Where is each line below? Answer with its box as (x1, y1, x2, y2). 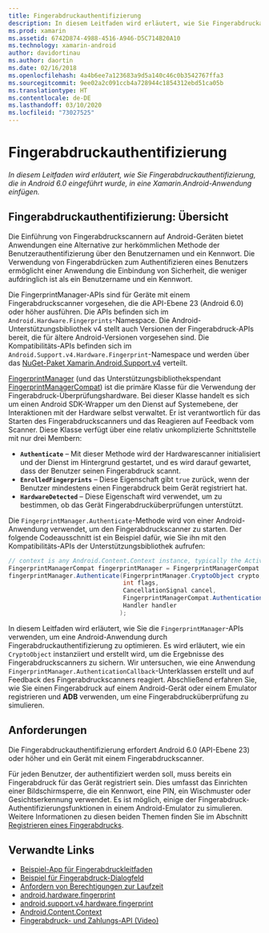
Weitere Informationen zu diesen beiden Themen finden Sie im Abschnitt (8, 812, 248, 821)
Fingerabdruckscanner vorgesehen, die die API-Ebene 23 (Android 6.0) (8, 298, 244, 308)
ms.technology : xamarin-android (8, 42, 116, 50)
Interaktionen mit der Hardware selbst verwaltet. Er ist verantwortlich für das (8, 407, 261, 418)
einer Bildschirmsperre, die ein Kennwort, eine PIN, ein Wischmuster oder (8, 786, 251, 796)
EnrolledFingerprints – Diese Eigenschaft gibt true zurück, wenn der (19, 475, 250, 484)
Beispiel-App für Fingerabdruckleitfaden (19, 865, 153, 874)
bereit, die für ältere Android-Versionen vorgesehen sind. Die (8, 332, 210, 342)
